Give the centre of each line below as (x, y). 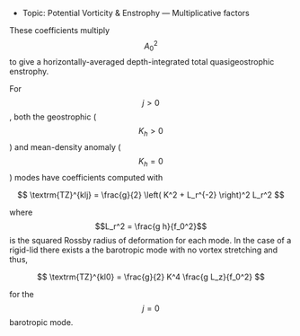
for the (22, 295)
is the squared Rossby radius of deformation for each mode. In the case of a (150, 241)
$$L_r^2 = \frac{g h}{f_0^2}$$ (151, 226)
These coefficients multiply (60, 30)
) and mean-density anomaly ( (65, 147)
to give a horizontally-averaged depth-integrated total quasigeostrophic (142, 62)
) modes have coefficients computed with (86, 178)
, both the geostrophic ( (53, 117)
